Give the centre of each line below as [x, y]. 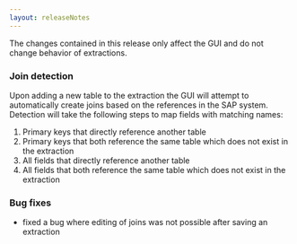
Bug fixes [31, 203]
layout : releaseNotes [50, 17]
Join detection [41, 75]
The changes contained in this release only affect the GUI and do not [137, 43]
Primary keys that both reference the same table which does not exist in [155, 141]
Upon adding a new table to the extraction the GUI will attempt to [129, 95]
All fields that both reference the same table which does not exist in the [154, 170]
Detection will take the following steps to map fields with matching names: [146, 114]
